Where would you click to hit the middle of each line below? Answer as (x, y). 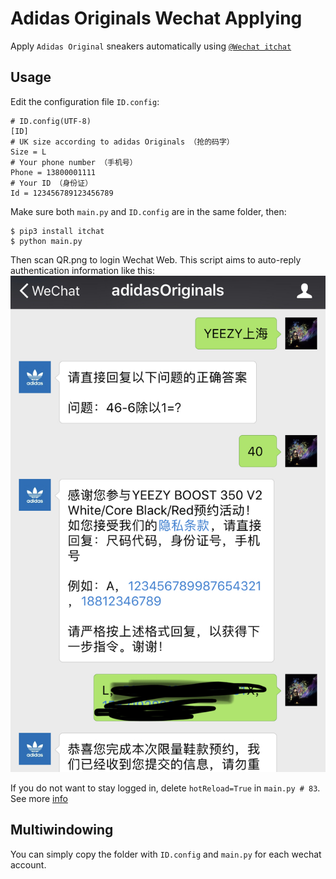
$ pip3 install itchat (57, 231)
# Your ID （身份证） (51, 183)
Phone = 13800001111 (53, 172)
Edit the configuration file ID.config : (85, 101)
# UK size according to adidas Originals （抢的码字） (122, 142)
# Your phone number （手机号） (74, 162)
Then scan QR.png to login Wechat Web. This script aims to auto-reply (156, 259)
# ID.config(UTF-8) (51, 121)
